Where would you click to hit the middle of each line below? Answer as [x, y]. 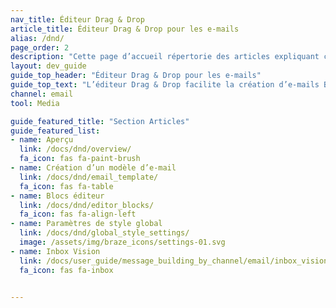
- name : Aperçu [42, 140]
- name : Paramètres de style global [86, 224]
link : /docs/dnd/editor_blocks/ [87, 205]
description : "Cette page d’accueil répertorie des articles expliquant [165, 57]
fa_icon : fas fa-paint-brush [80, 159]
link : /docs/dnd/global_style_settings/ [104, 233]
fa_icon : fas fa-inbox [66, 270]
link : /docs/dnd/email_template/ [89, 177]
